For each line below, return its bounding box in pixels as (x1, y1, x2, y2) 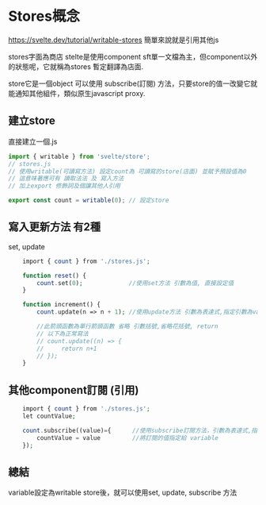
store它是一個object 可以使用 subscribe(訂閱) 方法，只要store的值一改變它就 (8, 79, 258, 88)
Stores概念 (8, 7, 81, 25)
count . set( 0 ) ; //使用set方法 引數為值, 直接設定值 (36, 279, 234, 287)
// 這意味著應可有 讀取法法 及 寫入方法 (8, 175, 124, 183)
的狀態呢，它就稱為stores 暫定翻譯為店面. (8, 61, 144, 71)
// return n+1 (36, 345, 97, 353)
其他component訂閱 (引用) (8, 383, 139, 397)
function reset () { (22, 272, 87, 279)
